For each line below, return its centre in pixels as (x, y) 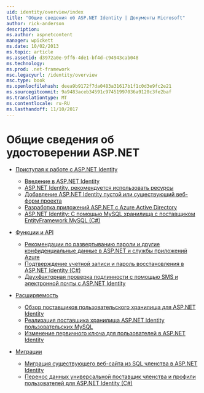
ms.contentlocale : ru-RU (38, 103)
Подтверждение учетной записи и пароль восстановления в (104, 264)
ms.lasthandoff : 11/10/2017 (42, 109)
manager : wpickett (30, 41)
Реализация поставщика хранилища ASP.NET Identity (94, 321)
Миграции (29, 352)
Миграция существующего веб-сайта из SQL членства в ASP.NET (111, 364)
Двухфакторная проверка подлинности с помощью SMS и (101, 277)
